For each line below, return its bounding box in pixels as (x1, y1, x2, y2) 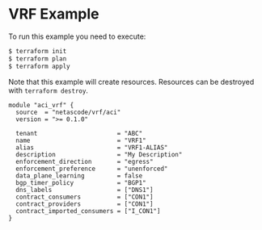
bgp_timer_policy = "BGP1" (15, 178, 147, 186)
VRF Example (8, 5, 99, 23)
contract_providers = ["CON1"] (15, 199, 154, 208)
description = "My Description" (15, 150, 183, 158)
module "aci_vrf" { (8, 101, 74, 109)
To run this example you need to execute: (8, 31, 146, 41)
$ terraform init (8, 47, 67, 55)
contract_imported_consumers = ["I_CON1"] (15, 207, 161, 215)
